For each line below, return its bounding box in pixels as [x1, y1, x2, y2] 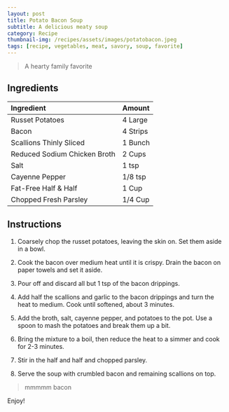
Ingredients [7, 82, 59, 95]
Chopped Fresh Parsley [11, 194, 88, 204]
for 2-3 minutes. [17, 342, 64, 350]
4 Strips [122, 126, 148, 136]
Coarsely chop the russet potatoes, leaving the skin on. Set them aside [17, 237, 222, 245]
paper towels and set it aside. [17, 266, 103, 274]
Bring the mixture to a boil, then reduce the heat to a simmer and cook [17, 334, 221, 343]
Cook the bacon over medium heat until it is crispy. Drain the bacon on [17, 258, 221, 266]
